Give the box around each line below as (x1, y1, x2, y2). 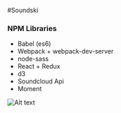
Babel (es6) (17, 40, 51, 48)
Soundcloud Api (17, 77, 65, 85)
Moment (17, 85, 42, 93)
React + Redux (17, 62, 60, 71)
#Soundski (7, 6, 39, 14)
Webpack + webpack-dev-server (17, 47, 114, 56)
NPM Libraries (7, 23, 58, 33)
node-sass (17, 54, 49, 63)
